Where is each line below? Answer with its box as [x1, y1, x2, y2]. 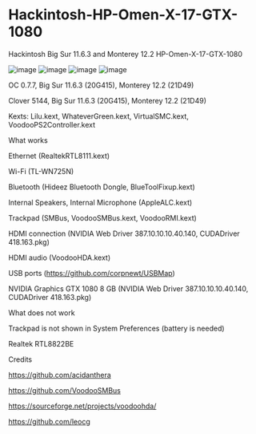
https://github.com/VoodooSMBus [8, 385, 122, 395]
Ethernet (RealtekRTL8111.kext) [8, 151, 110, 160]
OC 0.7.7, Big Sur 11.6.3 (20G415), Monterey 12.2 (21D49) [8, 80, 194, 90]
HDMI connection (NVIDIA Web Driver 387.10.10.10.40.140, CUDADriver [8, 229, 240, 238]
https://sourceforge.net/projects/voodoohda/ [8, 401, 157, 411]
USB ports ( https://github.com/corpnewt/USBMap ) [8, 268, 176, 278]
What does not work [8, 307, 75, 318]
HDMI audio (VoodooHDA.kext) [8, 253, 111, 262]
